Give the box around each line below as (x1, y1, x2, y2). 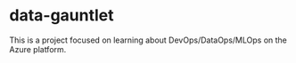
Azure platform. (9, 43, 67, 54)
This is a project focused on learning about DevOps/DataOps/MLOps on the (9, 35, 288, 45)
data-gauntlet (9, 5, 114, 26)
